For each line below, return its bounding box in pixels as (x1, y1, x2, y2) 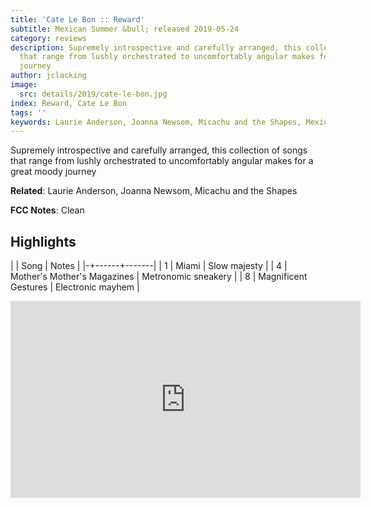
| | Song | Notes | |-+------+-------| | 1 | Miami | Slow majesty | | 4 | (10, 260, 288, 272)
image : (10, 80, 38, 90)
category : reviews (10, 33, 87, 43)
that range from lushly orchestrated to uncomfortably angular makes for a (10, 155, 314, 167)
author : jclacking (10, 71, 87, 81)
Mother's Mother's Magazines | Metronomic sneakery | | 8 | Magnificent (10, 271, 308, 283)
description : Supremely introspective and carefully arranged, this (10, 42, 302, 53)
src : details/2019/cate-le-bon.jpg (19, 89, 168, 99)
